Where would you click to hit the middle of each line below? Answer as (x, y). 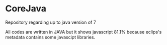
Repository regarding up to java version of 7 (51, 22)
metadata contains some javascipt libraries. (50, 37)
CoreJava (26, 9)
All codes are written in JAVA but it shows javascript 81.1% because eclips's (83, 32)
